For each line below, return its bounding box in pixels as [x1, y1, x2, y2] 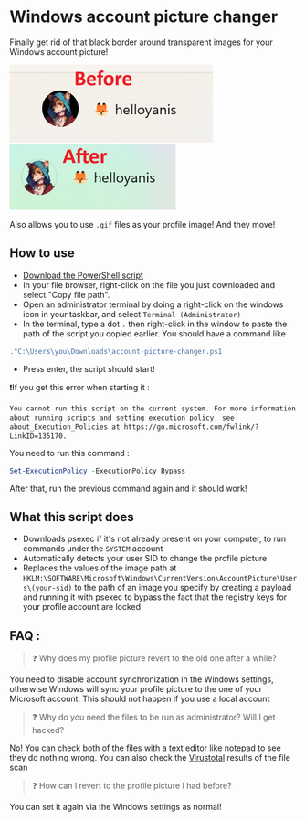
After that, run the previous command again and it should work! [9, 483, 247, 494]
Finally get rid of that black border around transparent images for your [9, 37, 273, 48]
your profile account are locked [22, 602, 142, 613]
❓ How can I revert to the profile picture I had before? [31, 780, 232, 792]
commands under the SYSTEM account [22, 543, 163, 554]
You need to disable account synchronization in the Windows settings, [9, 674, 274, 685]
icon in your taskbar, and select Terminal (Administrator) [22, 308, 242, 319]
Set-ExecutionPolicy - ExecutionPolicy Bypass [9, 466, 185, 475]
